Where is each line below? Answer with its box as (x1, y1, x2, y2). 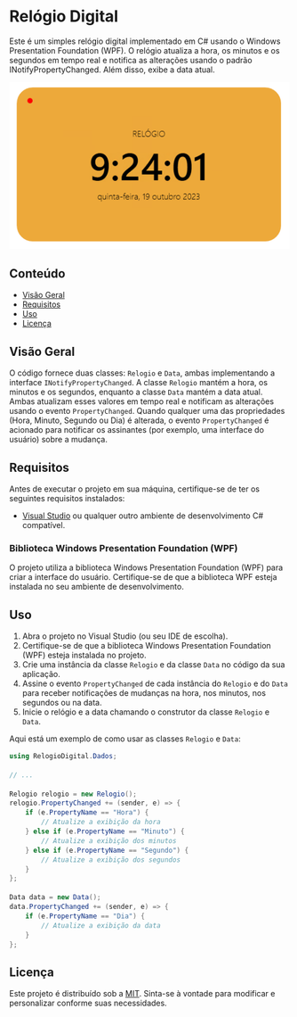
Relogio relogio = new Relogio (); (9, 790, 138, 798)
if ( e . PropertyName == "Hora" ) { (25, 808, 149, 817)
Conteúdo (9, 266, 66, 281)
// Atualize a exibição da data (41, 921, 162, 930)
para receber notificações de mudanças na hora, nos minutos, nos (21, 688, 267, 699)
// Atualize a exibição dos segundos (41, 855, 181, 864)
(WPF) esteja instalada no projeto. (21, 649, 147, 661)
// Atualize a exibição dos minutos (41, 836, 177, 845)
